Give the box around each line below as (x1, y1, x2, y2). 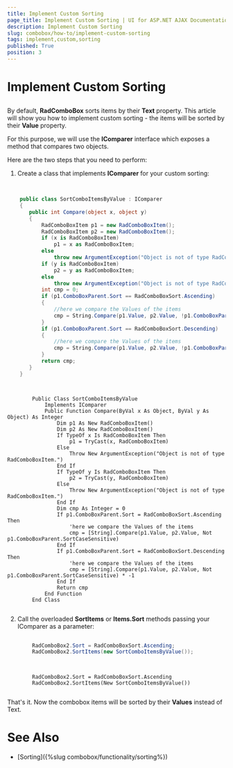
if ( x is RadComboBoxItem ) (41, 235, 119, 242)
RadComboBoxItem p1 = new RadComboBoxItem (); (41, 221, 175, 228)
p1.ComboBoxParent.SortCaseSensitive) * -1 (7, 572, 135, 579)
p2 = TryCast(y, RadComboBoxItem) (69, 474, 169, 481)
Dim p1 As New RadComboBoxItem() (56, 419, 154, 427)
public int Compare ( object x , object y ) (28, 208, 148, 216)
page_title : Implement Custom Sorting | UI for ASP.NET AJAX (7, 17, 188, 24)
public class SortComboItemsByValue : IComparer (19, 196, 163, 203)
